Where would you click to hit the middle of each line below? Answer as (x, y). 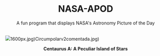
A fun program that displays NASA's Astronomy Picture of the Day (86, 23)
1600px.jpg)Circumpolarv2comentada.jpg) (55, 39)
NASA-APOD (86, 9)
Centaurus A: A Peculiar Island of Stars (86, 48)
